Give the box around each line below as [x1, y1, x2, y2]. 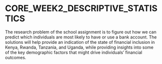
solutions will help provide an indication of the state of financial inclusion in [5, 39, 155, 45]
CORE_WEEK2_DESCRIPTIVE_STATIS [5, 3, 158, 14]
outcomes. [5, 54, 27, 60]
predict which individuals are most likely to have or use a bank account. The [5, 34, 157, 40]
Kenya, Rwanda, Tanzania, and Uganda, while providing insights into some [5, 44, 154, 50]
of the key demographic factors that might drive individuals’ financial [5, 49, 142, 55]
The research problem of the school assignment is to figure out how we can [5, 29, 157, 35]
